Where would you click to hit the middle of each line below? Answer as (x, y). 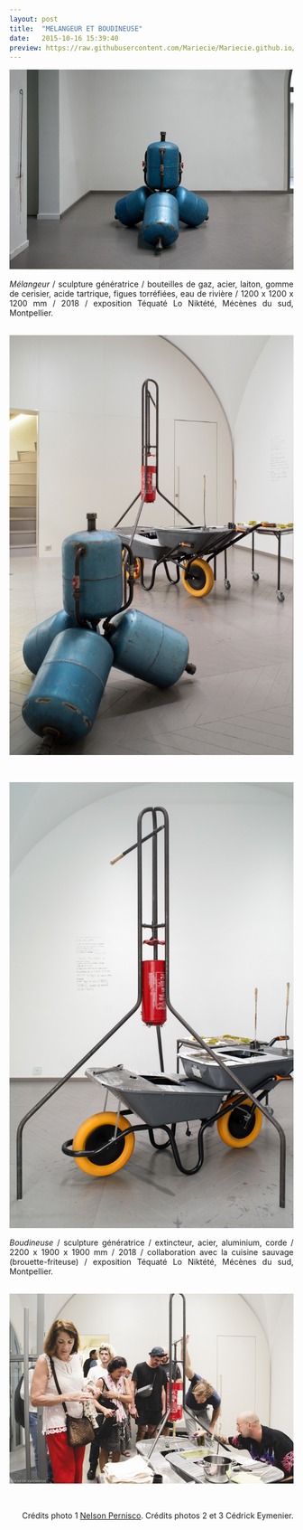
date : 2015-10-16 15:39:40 (64, 38)
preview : (26, 48)
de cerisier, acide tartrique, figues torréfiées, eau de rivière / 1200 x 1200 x (151, 293)
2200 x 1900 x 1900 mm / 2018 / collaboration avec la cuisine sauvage (151, 1252)
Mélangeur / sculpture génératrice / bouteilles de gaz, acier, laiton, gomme (151, 284)
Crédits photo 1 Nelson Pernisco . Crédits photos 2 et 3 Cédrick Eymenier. (158, 1516)
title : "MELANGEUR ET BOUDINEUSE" (76, 28)
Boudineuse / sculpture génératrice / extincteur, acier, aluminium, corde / (151, 1242)
